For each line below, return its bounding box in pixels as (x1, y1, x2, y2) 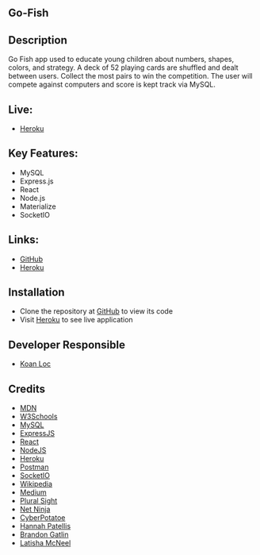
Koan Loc (19, 359, 52, 368)
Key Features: (8, 147, 78, 160)
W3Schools (19, 412, 58, 422)
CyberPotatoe (19, 513, 66, 522)
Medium (19, 488, 48, 497)
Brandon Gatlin (19, 530, 69, 539)
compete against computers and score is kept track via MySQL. (8, 79, 216, 90)
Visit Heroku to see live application (19, 315, 133, 325)
